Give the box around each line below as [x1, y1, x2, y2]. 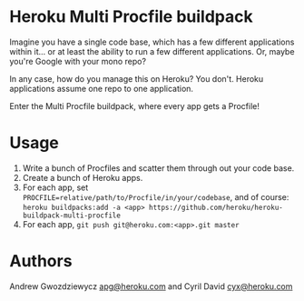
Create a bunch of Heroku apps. [22, 172, 143, 183]
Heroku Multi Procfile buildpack [9, 6, 253, 27]
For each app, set [22, 182, 89, 193]
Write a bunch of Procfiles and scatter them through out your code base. [22, 162, 295, 174]
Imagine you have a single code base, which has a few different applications [9, 36, 295, 47]
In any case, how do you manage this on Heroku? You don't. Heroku [9, 73, 264, 84]
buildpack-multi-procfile [22, 211, 121, 220]
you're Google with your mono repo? [9, 55, 147, 66]
